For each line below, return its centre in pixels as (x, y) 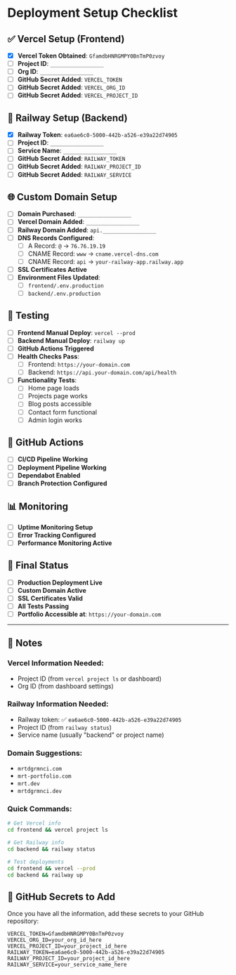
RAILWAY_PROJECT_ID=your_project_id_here (69, 959)
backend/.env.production (64, 294)
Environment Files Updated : (59, 277)
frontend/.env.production (66, 286)
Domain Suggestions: (45, 753)
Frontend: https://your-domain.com (79, 365)
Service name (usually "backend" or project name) (91, 735)
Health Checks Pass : (48, 357)
